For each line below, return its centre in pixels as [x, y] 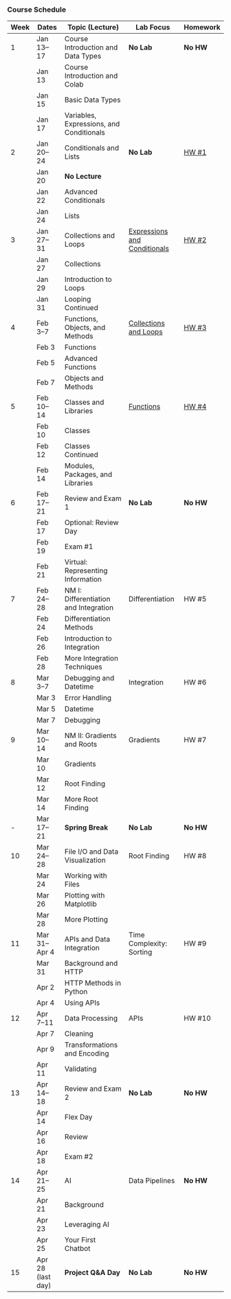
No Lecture [83, 177]
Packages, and [88, 474]
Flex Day [78, 1117]
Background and [91, 964]
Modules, [79, 466]
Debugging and [89, 678]
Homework [202, 27]
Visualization [85, 861]
